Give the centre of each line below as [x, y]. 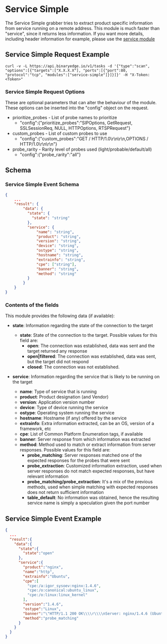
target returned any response [57, 351]
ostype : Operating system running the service [67, 413]
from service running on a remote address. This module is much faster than [83, 28]
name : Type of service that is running [58, 392]
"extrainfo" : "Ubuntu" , [46, 576]
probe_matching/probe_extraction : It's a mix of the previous [90, 482]
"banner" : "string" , [58, 269]
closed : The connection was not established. [73, 367]
